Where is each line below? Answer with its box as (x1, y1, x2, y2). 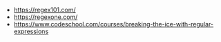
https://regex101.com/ (13, 6, 76, 14)
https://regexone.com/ (13, 13, 78, 21)
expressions (13, 27, 49, 35)
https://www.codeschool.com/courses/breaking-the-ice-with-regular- (13, 20, 214, 28)
